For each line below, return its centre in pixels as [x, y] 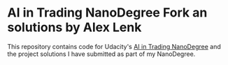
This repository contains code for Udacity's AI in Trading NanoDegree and [114, 46]
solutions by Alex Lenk [74, 27]
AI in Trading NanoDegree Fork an [107, 13]
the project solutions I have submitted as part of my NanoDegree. [101, 54]
